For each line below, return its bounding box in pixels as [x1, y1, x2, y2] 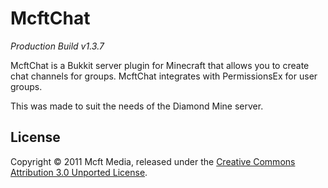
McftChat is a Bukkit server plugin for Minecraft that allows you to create [10, 59, 310, 71]
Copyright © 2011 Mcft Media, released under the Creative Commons [10, 155, 296, 167]
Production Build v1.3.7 [10, 40, 105, 52]
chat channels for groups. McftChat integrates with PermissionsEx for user [10, 70, 318, 82]
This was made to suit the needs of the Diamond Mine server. [10, 100, 264, 112]
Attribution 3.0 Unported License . [10, 166, 148, 178]
